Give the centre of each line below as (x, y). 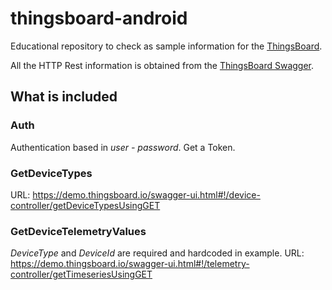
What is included (64, 97)
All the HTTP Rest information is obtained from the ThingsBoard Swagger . (162, 65)
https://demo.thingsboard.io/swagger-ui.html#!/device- (146, 194)
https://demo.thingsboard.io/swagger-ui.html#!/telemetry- (130, 264)
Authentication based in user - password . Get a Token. (123, 147)
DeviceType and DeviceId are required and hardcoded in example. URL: (157, 253)
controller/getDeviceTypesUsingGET (85, 205)
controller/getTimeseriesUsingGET (81, 274)
